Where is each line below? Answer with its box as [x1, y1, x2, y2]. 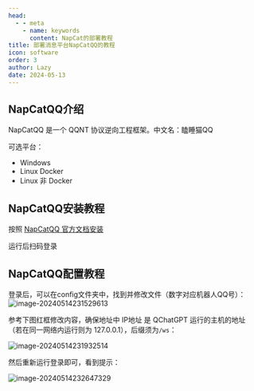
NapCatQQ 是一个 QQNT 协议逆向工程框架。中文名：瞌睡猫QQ [8, 125, 213, 135]
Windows [19, 158, 51, 168]
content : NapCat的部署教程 [29, 34, 113, 42]
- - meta [15, 19, 45, 27]
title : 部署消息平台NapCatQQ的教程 [8, 41, 115, 49]
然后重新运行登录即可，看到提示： [8, 357, 120, 367]
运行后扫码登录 [8, 241, 57, 251]
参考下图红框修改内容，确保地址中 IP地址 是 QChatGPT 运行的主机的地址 [8, 315, 246, 325]
